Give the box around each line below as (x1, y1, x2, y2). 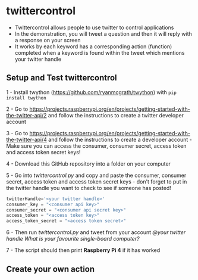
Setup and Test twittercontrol (6, 73, 117, 83)
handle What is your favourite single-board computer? (6, 235, 140, 242)
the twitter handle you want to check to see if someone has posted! (6, 184, 171, 191)
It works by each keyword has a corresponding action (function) (14, 43, 172, 50)
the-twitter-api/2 (6, 111, 47, 119)
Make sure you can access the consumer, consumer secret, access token (6, 142, 187, 150)
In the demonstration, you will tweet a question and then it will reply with (14, 30, 192, 37)
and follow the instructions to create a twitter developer (48, 111, 184, 119)
